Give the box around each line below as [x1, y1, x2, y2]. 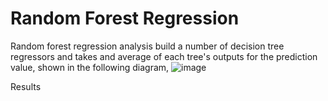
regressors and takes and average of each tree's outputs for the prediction [10, 50, 318, 62]
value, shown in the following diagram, [10, 61, 170, 73]
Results [10, 80, 42, 92]
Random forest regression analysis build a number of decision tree [10, 40, 285, 52]
